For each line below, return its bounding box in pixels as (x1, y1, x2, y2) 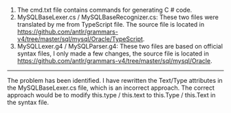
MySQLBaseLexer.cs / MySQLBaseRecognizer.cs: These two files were (16, 13, 219, 21)
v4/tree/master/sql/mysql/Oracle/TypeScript (16, 35, 143, 43)
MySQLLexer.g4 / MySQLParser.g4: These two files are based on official (16, 42, 223, 50)
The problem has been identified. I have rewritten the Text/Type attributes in (7, 77, 223, 84)
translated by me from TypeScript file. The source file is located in (16, 21, 205, 28)
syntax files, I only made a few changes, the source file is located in (16, 49, 210, 58)
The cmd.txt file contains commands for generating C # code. (16, 6, 192, 14)
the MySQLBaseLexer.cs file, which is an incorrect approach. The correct (7, 84, 214, 92)
